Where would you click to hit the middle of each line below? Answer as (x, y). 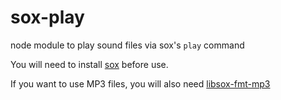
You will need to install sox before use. (89, 64)
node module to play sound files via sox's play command (127, 45)
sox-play (47, 17)
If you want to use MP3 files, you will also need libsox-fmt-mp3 (140, 83)
